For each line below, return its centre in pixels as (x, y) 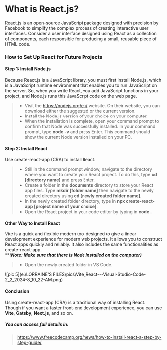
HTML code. (18, 44)
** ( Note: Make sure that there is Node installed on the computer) (73, 255)
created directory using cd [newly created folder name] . (83, 196)
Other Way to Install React (33, 223)
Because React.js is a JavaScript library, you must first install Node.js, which (83, 80)
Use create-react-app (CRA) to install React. (50, 160)
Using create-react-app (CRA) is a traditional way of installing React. (75, 302)
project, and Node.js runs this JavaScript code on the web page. (71, 96)
